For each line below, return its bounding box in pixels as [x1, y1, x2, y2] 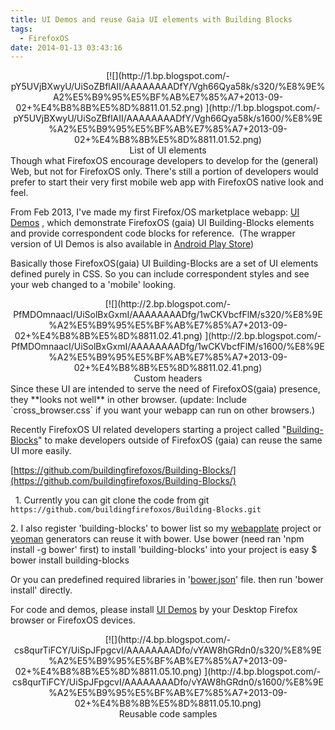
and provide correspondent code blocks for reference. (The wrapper [10, 227, 296, 240]
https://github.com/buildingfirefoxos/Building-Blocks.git [10, 505, 262, 515]
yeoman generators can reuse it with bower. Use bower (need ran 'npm [10, 533, 305, 545]
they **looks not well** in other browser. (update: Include [10, 394, 247, 406]
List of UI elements [129, 144, 207, 156]
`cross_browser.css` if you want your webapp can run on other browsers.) [10, 404, 316, 416]
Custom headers [133, 372, 203, 385]
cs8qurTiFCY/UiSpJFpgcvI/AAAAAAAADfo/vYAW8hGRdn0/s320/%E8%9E [14, 644, 322, 656]
